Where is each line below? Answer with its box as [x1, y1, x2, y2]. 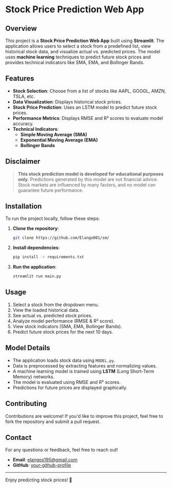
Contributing [5, 399, 47, 408]
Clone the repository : [12, 226, 59, 232]
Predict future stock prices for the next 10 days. [12, 329, 114, 335]
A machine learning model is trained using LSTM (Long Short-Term [12, 368, 155, 374]
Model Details [5, 343, 50, 352]
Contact [5, 433, 32, 442]
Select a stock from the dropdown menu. [12, 301, 99, 308]
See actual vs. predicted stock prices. [12, 312, 93, 318]
